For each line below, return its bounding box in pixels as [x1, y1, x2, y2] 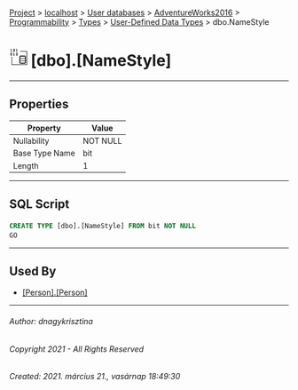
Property [27, 123, 61, 133]
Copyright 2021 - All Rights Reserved [9, 343, 145, 354]
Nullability [12, 136, 50, 147]
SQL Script [9, 196, 70, 212]
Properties [9, 96, 69, 111]
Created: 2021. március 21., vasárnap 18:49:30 [9, 371, 181, 382]
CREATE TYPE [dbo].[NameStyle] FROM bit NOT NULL [9, 221, 197, 230]
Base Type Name [12, 147, 75, 159]
